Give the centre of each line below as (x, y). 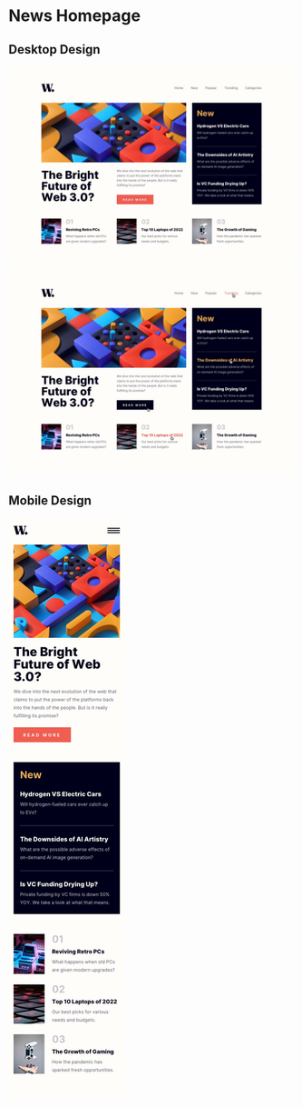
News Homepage (75, 16)
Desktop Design (54, 50)
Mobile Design (50, 501)
